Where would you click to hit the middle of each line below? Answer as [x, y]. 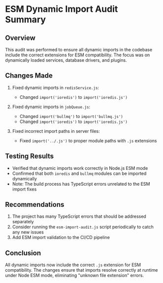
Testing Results [30, 156]
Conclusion [23, 253]
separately [23, 222]
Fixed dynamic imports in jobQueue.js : [51, 107]
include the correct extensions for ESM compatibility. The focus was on [78, 55]
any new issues [28, 232]
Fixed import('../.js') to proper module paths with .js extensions [88, 141]
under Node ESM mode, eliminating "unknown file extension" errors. [75, 276]
